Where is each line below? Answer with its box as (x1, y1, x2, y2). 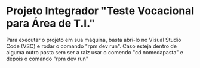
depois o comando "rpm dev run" (6, 55, 88, 62)
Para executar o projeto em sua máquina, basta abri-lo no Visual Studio (6, 36, 181, 43)
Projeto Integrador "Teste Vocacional (6, 4, 195, 18)
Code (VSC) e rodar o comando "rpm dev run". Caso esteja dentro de (6, 43, 177, 50)
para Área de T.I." (6, 17, 96, 30)
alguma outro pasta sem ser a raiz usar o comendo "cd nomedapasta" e (6, 48, 184, 56)
